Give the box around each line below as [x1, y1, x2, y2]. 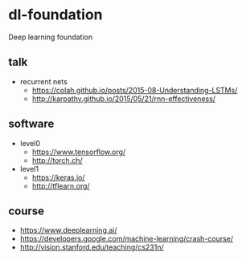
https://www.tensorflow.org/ [31, 147, 126, 156]
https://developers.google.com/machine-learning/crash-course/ [19, 234, 234, 244]
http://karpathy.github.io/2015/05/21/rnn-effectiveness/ [31, 94, 215, 104]
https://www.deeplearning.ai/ [19, 225, 118, 235]
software [8, 117, 55, 131]
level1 [19, 164, 39, 173]
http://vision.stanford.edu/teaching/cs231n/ [19, 242, 164, 252]
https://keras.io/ [31, 173, 86, 182]
